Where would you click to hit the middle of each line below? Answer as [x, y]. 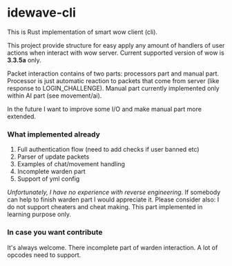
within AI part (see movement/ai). [55, 96]
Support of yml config [48, 179]
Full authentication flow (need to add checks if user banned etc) [108, 150]
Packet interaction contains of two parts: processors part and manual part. [113, 73]
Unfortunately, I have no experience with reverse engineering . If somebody [114, 193]
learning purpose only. [39, 214]
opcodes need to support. [44, 255]
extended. [21, 116]
